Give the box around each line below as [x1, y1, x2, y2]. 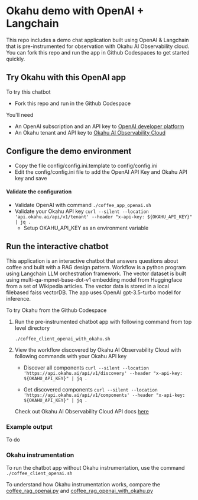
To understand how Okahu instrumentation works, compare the [6, 481, 161, 488]
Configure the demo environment [6, 147, 132, 157]
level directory [14, 324, 50, 332]
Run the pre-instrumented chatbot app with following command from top [14, 318, 192, 325]
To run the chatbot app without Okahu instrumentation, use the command [6, 464, 185, 472]
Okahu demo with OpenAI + [6, 4, 144, 18]
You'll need [6, 111, 34, 118]
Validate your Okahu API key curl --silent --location [14, 208, 149, 215]
